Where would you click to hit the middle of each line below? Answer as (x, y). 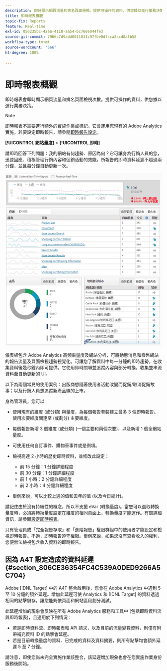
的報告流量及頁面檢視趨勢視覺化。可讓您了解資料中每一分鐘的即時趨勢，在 (81, 361)
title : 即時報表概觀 (24, 16)
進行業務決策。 (20, 106)
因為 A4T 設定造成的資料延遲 (49, 559)
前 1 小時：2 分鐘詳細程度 (46, 479)
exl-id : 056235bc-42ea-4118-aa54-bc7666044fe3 (54, 32)
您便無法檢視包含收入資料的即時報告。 (44, 542)
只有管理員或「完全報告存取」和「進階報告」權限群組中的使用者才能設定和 (81, 530)
